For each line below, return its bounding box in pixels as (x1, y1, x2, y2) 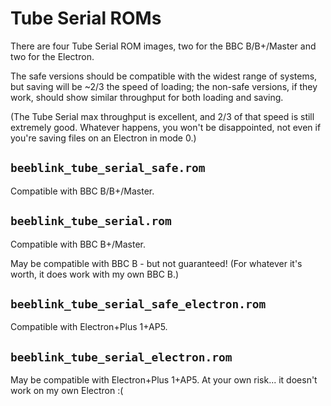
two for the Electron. (10, 50, 95, 62)
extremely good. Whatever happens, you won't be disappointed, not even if (10, 121, 322, 133)
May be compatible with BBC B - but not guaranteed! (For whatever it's (10, 257, 303, 269)
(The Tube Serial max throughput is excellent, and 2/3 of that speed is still (10, 110, 315, 122)
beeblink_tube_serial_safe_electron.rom (10, 297, 267, 311)
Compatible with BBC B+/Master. (10, 238, 147, 250)
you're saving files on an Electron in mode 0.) (10, 132, 197, 144)
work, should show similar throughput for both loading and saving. (10, 91, 284, 103)
